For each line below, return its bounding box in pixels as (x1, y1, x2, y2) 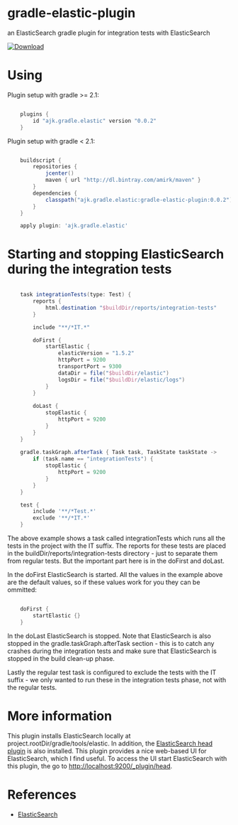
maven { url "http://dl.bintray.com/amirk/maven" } (45, 176, 201, 184)
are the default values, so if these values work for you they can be (7, 578, 200, 587)
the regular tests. (7, 683, 57, 691)
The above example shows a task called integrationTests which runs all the (7, 534, 225, 543)
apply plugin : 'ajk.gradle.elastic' (20, 222, 129, 230)
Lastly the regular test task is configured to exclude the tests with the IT (7, 668, 217, 676)
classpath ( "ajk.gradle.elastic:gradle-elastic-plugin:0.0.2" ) (45, 196, 233, 203)
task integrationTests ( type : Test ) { (20, 291, 132, 298)
